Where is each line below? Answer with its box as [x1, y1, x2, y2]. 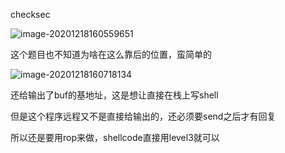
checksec [10, 9, 51, 20]
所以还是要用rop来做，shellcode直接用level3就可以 [10, 132, 220, 143]
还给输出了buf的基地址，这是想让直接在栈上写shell [10, 89, 219, 101]
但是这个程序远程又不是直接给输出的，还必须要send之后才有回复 [10, 110, 277, 122]
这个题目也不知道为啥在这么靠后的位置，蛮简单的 [10, 49, 212, 60]
